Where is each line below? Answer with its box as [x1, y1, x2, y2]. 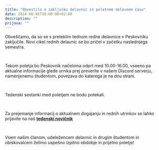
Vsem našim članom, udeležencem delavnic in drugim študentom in [5, 135, 139, 140]
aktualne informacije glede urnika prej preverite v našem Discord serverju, [5, 68, 153, 74]
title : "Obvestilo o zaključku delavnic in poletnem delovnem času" [5, 7, 146, 12]
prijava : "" [5, 20, 29, 26]
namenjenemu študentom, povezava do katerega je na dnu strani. [5, 73, 135, 79]
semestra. [5, 44, 25, 50]
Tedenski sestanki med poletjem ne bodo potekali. [5, 92, 105, 98]
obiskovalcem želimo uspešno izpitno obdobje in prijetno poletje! [5, 140, 134, 146]
